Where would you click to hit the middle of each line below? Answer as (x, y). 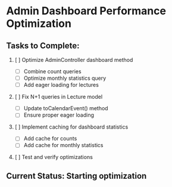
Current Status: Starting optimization (76, 176)
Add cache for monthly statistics (63, 145)
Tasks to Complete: (43, 46)
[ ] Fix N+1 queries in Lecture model (59, 97)
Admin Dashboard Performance (86, 11)
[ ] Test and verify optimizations (54, 157)
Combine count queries (52, 71)
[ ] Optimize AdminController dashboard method (74, 60)
